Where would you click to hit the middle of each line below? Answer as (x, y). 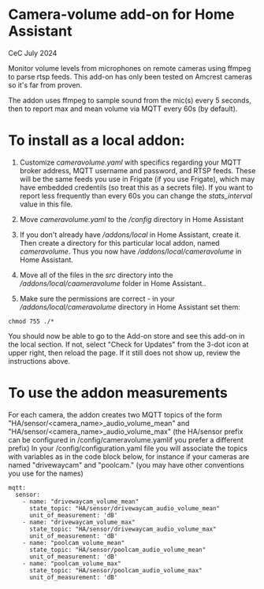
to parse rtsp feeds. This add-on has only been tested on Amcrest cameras (130, 76)
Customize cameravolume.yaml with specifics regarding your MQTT (130, 162)
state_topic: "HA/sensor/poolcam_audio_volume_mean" (117, 550)
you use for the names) (46, 473)
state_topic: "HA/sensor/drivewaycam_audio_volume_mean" (125, 508)
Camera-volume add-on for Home (121, 15)
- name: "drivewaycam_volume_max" (79, 522)
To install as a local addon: (97, 141)
